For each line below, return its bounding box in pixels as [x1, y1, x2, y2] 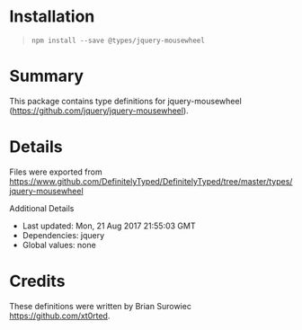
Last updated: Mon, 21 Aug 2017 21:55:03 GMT [22, 220, 196, 231]
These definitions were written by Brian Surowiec [9, 300, 191, 311]
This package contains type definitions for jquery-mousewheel [9, 95, 243, 106]
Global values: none [22, 239, 96, 250]
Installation [9, 6, 95, 27]
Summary [9, 66, 84, 86]
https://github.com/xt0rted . [9, 310, 111, 321]
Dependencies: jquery [22, 229, 105, 240]
